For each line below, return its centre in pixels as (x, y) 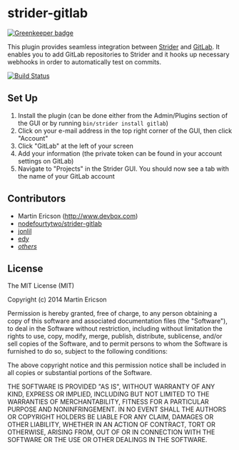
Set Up (22, 98)
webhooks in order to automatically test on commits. (85, 61)
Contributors (37, 199)
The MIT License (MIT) (41, 286)
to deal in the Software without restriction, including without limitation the (115, 329)
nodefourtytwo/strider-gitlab (60, 224)
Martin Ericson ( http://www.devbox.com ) (78, 216)
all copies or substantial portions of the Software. (80, 373)
